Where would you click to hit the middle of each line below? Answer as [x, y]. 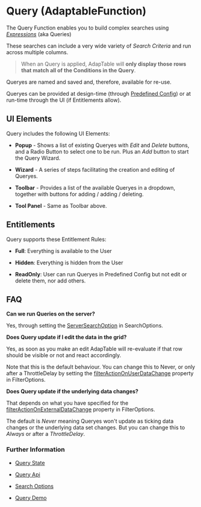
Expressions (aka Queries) [39, 34]
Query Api [27, 474]
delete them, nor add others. [50, 281]
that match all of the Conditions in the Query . [78, 70]
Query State [30, 462]
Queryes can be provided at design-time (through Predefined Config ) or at [99, 93]
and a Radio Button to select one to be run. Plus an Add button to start [102, 151]
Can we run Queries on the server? [51, 314]
